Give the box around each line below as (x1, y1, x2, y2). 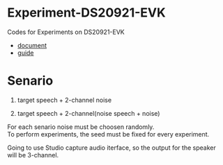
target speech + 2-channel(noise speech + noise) (17, 109, 160, 117)
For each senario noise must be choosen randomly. (7, 123, 155, 131)
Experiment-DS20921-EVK (7, 5, 166, 21)
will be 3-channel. (7, 150, 59, 159)
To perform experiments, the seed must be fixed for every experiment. (7, 130, 210, 138)
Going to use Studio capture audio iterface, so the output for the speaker (7, 144, 216, 152)
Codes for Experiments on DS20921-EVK (7, 28, 125, 36)
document (17, 41, 47, 49)
